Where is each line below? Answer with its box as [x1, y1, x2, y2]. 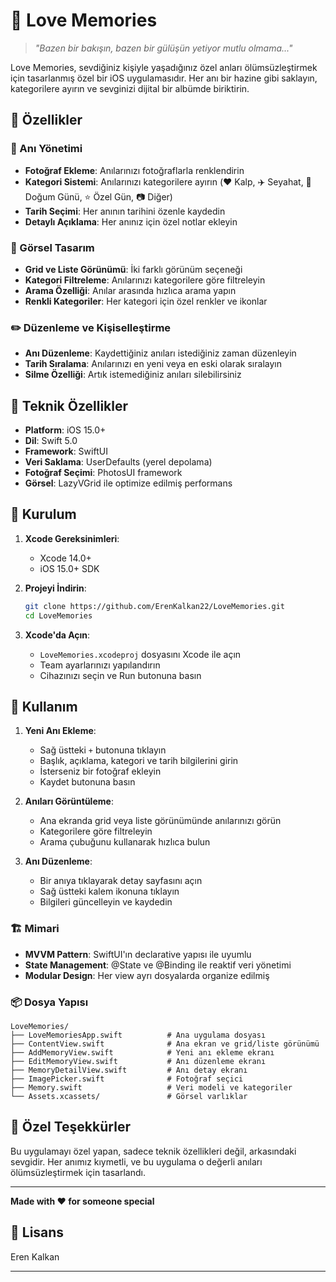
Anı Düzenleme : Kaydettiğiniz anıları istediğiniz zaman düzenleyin [24, 347, 297, 359]
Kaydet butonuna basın [39, 776, 136, 788]
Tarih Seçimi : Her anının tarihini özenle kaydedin [24, 205, 226, 217]
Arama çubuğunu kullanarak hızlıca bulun [39, 836, 211, 848]
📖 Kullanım [10, 698, 78, 715]
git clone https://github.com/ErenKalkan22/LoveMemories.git [24, 601, 286, 611]
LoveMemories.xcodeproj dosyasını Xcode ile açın [39, 648, 242, 660]
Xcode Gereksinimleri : [24, 532, 120, 544]
